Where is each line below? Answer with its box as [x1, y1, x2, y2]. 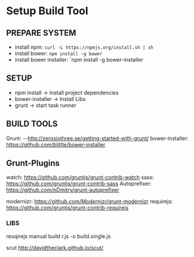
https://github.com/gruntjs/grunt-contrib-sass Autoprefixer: [6, 180, 152, 188]
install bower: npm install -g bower [14, 50, 103, 57]
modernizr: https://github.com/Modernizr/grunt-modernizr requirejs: [6, 198, 173, 205]
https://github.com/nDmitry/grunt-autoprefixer [6, 186, 120, 193]
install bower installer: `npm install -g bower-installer [14, 56, 144, 63]
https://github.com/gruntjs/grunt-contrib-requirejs [6, 204, 129, 211]
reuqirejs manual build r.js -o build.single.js [6, 233, 111, 240]
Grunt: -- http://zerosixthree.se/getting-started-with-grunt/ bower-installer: [6, 135, 189, 142]
